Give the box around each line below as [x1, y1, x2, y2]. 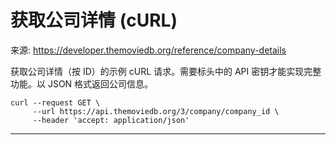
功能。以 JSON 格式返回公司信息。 [10, 77, 154, 90]
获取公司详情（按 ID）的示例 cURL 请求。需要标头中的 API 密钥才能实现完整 [10, 65, 322, 77]
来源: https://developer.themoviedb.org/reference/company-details [10, 44, 287, 56]
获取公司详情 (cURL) [10, 9, 178, 32]
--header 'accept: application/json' [32, 115, 190, 125]
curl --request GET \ [10, 97, 101, 108]
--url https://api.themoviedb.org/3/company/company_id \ [32, 106, 280, 116]
